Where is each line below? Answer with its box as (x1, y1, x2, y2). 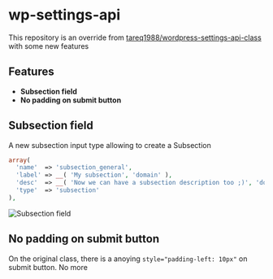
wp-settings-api (8, 6, 121, 24)
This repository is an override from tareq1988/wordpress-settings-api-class (8, 33, 262, 42)
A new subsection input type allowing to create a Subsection (8, 140, 211, 150)
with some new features (8, 41, 89, 50)
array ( (8, 156, 31, 164)
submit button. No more (8, 262, 88, 272)
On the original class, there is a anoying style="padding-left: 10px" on (8, 254, 248, 264)
